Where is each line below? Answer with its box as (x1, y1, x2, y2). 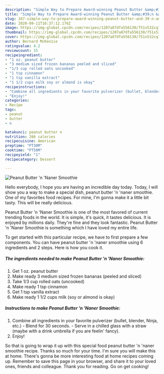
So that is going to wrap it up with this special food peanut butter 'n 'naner (5, 343, 155, 349)
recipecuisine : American (5, 139, 56, 144)
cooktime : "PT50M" (5, 148, 42, 153)
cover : (5, 35, 19, 40)
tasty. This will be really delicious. (5, 199, 73, 205)
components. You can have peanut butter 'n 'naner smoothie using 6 (5, 239, 143, 245)
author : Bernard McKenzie (5, 39, 58, 44)
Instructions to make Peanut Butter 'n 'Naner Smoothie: (5, 305, 121, 311)
